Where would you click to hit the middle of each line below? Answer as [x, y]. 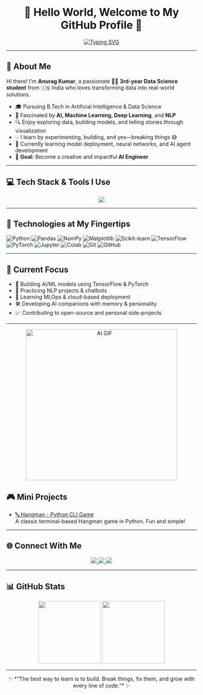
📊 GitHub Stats [36, 587]
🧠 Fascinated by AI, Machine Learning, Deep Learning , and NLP [95, 115]
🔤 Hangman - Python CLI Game [54, 514]
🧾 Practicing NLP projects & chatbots [61, 291]
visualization [31, 131]
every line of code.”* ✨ [101, 685]
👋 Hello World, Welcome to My [101, 12]
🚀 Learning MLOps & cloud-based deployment [73, 297]
